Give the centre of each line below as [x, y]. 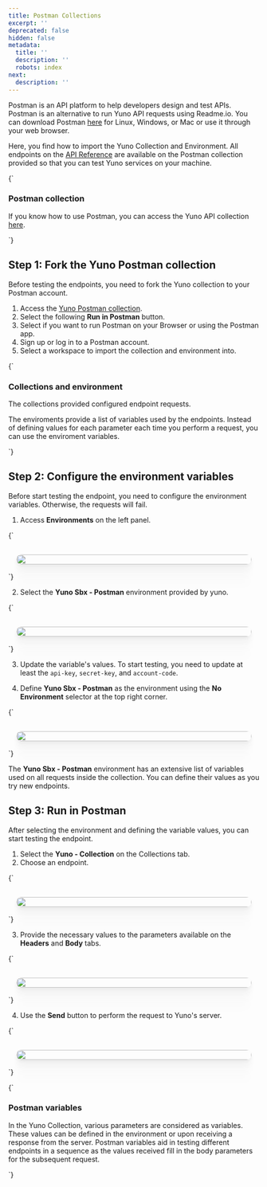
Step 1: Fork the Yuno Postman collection [112, 265]
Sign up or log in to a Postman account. [84, 342]
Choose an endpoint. [54, 862]
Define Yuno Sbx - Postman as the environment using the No [120, 688]
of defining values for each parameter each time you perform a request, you [133, 428]
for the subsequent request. [54, 1159]
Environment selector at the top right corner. [94, 696]
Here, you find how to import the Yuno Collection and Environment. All [124, 146]
